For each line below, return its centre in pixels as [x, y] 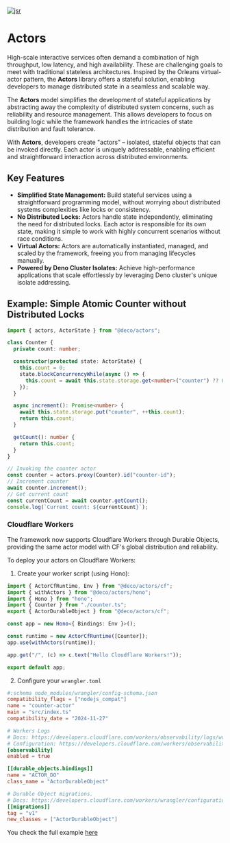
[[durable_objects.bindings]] [50, 769]
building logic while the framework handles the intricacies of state [100, 121]
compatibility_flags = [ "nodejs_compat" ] [67, 700]
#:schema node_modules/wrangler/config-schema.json [82, 693]
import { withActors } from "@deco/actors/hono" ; [79, 592]
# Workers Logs [29, 731]
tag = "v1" [23, 813]
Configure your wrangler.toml [59, 680]
